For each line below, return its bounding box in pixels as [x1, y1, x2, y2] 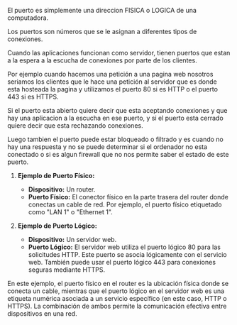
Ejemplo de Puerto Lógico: [17, 221, 97, 230]
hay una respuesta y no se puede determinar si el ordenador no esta [7, 143, 208, 151]
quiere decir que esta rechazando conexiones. [7, 121, 143, 130]
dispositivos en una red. [7, 309, 77, 318]
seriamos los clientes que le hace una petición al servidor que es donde [7, 77, 218, 86]
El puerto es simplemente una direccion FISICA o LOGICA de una [7, 6, 197, 14]
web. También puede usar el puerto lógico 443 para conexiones [28, 258, 216, 266]
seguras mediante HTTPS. [28, 265, 105, 274]
